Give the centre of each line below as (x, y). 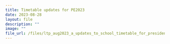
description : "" (22, 24)
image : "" (16, 29)
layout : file (19, 19)
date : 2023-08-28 (24, 15)
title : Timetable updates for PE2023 (45, 10)
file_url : (16, 33)
